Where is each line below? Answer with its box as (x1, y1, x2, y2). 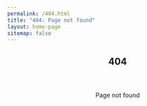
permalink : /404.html (7, 10, 71, 17)
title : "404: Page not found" (7, 17, 96, 24)
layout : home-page (7, 23, 61, 30)
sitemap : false (7, 29, 52, 37)
